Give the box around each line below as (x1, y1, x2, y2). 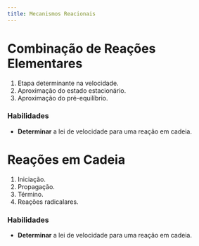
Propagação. (17, 182, 55, 190)
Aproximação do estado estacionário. (17, 86, 127, 95)
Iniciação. (17, 175, 46, 183)
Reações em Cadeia (7, 152, 125, 168)
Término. (17, 190, 44, 198)
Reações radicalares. (17, 198, 79, 206)
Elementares (7, 56, 83, 71)
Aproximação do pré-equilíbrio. (17, 93, 108, 102)
